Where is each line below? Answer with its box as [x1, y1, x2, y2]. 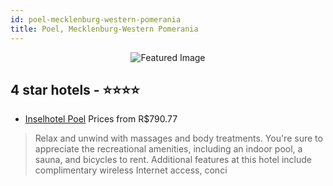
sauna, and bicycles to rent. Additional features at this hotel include [34, 154, 312, 166]
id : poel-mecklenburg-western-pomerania [10, 14, 182, 25]
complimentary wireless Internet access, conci [34, 164, 228, 176]
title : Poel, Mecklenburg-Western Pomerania [10, 24, 199, 34]
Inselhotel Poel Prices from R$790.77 [24, 113, 178, 125]
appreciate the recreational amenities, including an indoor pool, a [34, 143, 303, 155]
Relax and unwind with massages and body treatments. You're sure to [34, 132, 323, 145]
